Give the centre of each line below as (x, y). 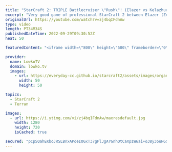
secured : (15, 141)
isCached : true (31, 132)
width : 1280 (27, 123)
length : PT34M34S (24, 29)
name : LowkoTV (25, 62)
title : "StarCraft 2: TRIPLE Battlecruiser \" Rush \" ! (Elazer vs (76, 10)
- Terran (19, 104)
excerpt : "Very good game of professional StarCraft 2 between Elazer (82, 15)
